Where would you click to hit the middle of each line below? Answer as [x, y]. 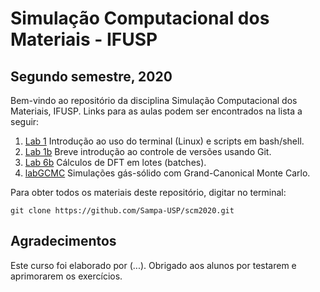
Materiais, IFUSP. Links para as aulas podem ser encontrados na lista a [156, 111]
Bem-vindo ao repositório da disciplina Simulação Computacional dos [154, 100]
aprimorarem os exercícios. [66, 276]
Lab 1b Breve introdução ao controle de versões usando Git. [148, 151]
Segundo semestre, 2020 [91, 76]
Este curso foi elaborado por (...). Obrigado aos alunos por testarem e [153, 265]
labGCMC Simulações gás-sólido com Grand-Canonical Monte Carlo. [167, 173]
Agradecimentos [63, 241]
